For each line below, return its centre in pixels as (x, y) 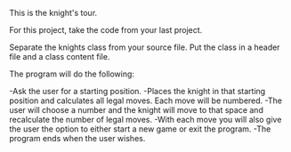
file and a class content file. (60, 56)
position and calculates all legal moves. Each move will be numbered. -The (146, 100)
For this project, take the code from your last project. (106, 30)
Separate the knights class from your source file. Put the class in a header (145, 47)
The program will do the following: (72, 74)
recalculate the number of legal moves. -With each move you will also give (145, 120)
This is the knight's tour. (53, 13)
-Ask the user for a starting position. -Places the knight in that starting (137, 91)
